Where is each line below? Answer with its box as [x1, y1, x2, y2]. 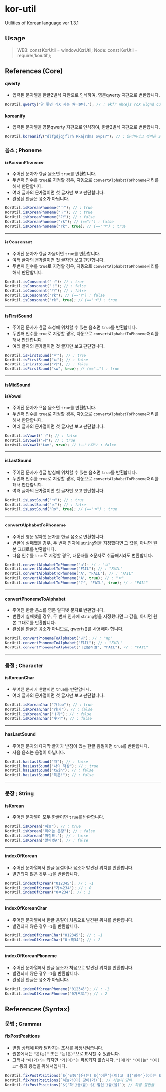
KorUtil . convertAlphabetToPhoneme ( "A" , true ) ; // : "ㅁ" [5, 576, 124, 581]
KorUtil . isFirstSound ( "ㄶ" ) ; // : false [5, 357, 88, 363]
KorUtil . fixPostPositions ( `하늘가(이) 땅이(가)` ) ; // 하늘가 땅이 [5, 1078, 132, 1083]
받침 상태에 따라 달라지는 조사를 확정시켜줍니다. [12, 1045, 104, 1051]
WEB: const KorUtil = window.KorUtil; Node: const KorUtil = [17, 47, 138, 53]
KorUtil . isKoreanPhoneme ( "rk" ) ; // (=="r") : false [5, 219, 114, 224]
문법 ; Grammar [5, 1020, 42, 1027]
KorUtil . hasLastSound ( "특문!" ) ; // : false [5, 773, 94, 778]
